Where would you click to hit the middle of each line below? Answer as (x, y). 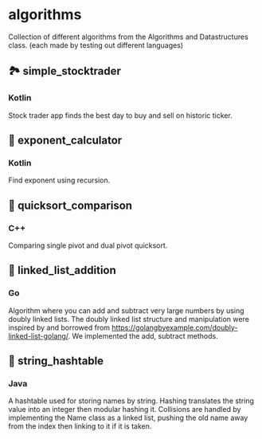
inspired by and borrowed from (59, 327)
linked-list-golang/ (39, 335)
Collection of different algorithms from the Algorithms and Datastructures (128, 37)
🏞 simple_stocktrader (65, 71)
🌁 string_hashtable (56, 361)
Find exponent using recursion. (59, 180)
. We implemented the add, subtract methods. (143, 335)
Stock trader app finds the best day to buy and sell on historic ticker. (120, 115)
